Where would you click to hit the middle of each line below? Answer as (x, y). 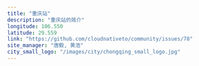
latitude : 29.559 (32, 33)
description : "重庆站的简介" (46, 20)
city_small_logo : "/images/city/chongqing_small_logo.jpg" (94, 52)
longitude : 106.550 (35, 26)
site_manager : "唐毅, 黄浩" (46, 45)
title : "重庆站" (29, 13)
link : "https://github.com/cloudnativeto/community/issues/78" (100, 39)
